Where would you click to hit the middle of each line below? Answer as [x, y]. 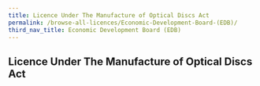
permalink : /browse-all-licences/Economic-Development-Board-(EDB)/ [123, 23]
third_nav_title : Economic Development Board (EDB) [95, 30]
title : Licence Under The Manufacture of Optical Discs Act [109, 15]
